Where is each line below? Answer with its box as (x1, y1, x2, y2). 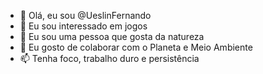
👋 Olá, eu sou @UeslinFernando (19, 10, 152, 21)
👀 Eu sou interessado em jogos (19, 20, 148, 32)
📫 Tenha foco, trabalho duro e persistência (19, 53, 200, 64)
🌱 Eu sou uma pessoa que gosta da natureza (19, 31, 205, 42)
